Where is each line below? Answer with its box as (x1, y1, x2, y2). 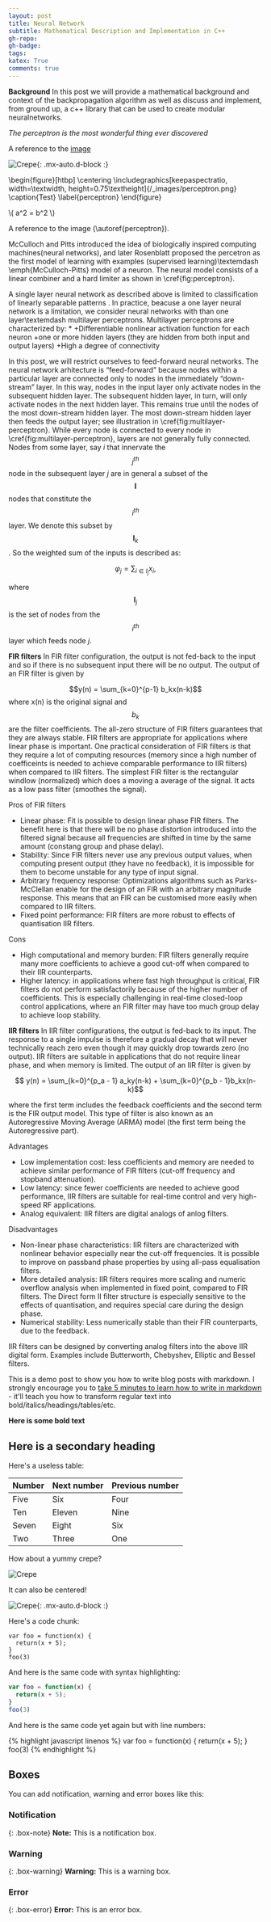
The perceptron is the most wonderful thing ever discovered (8, 128, 208, 137)
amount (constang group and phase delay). (19, 841, 165, 851)
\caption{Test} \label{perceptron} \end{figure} (8, 192, 162, 202)
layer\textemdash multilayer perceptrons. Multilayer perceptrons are (8, 314, 235, 324)
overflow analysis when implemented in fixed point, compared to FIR (19, 1283, 248, 1293)
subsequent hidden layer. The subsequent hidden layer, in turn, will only (8, 390, 248, 400)
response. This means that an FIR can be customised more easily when (19, 893, 257, 903)
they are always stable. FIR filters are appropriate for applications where (8, 733, 248, 743)
